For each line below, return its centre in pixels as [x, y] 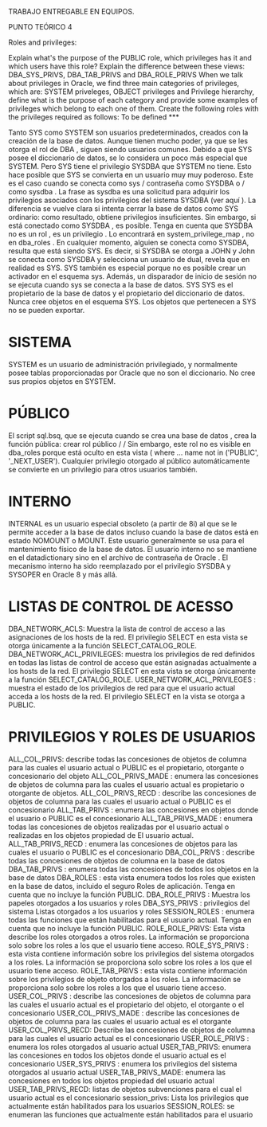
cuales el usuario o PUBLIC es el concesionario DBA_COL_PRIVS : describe [132, 852]
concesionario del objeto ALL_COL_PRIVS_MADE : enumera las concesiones [133, 776]
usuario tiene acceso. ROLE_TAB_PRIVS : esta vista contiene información [128, 970]
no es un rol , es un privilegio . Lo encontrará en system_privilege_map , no [132, 234]
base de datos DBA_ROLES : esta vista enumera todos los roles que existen [132, 877]
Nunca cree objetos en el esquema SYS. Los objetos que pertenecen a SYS [132, 301]
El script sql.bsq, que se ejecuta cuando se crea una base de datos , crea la [132, 435]
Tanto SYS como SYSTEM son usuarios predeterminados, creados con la [128, 132]
